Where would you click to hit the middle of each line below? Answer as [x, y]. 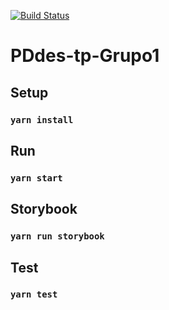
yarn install [42, 119]
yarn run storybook [57, 236]
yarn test [34, 294]
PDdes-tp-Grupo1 [85, 56]
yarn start [36, 178]
